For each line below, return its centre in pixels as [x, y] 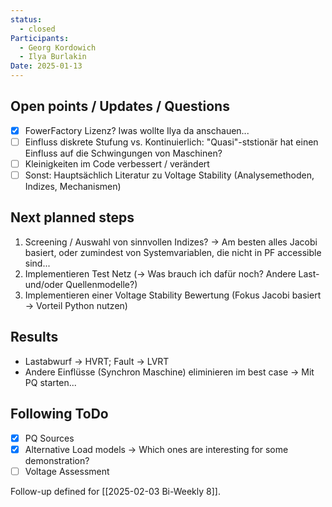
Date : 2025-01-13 [46, 66]
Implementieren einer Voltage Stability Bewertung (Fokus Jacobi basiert [173, 295]
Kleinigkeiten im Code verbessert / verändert [117, 163]
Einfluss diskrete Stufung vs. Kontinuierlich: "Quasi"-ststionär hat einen [171, 142]
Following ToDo [59, 414]
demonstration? [57, 460]
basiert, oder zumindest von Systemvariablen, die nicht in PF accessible [173, 252]
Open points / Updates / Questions [120, 106]
